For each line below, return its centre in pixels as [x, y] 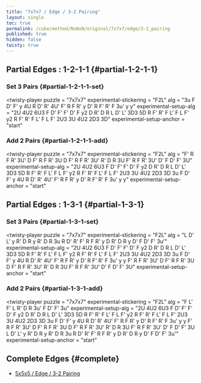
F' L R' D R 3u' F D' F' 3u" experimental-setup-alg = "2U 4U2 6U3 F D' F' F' [100, 308]
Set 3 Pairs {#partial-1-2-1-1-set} [55, 86]
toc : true [19, 23]
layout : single [25, 17]
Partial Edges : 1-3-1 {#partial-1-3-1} [75, 205]
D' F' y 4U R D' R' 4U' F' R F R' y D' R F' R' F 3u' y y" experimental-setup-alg [101, 106]
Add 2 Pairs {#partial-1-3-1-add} [55, 289]
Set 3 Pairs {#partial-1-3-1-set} [52, 222]
